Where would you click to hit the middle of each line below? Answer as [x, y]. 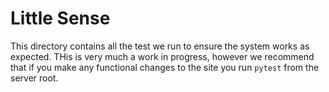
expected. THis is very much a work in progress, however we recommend [162, 56]
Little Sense [60, 18]
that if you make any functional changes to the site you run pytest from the [165, 67]
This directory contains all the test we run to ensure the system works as [160, 46]
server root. [34, 78]
